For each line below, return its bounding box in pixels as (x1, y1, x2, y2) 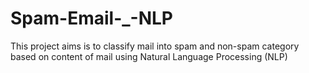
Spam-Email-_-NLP (10, 7, 173, 30)
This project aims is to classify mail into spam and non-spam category (10, 40, 300, 52)
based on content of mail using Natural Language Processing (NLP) (10, 50, 288, 62)
